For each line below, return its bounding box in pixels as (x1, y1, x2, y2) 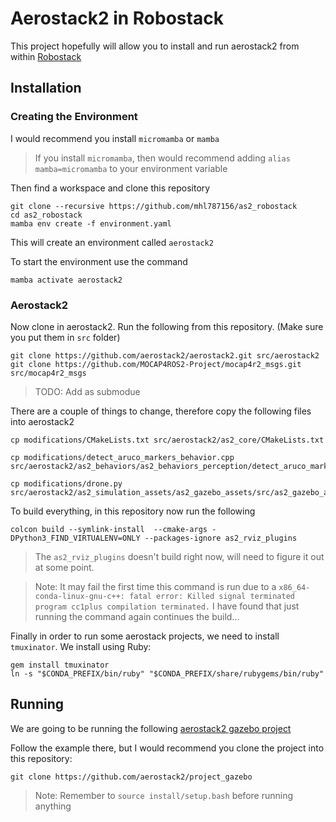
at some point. (34, 561, 95, 573)
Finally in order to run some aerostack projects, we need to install (10, 630, 280, 642)
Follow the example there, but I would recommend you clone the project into (10, 742, 325, 754)
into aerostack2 (10, 415, 75, 427)
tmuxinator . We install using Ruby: (10, 640, 152, 652)
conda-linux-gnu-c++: (34, 591, 125, 601)
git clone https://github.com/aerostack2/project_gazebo (10, 772, 253, 782)
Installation (10, 80, 82, 97)
